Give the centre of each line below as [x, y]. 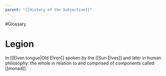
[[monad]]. [16, 68]
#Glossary [16, 24]
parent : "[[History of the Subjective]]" [49, 10]
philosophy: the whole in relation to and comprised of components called [80, 63]
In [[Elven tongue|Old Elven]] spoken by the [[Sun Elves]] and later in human [83, 58]
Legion [20, 44]
